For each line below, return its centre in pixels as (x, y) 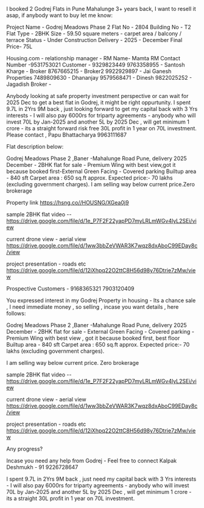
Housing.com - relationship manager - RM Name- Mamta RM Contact (93, 58)
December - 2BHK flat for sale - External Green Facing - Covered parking (98, 332)
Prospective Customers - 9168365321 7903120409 (71, 288)
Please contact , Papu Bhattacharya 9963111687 (66, 135)
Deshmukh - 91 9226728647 (42, 467)
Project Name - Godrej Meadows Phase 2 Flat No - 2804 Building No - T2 (99, 27)
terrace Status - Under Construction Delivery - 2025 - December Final (94, 40)
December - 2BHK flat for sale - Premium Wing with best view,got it (91, 165)
